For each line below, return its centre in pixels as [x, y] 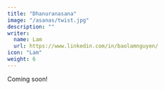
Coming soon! [27, 79]
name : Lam [28, 40]
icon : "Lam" [25, 53]
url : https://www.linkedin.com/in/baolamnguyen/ [86, 46]
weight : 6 [22, 59]
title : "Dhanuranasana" [42, 14]
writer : [19, 33]
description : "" [31, 27]
